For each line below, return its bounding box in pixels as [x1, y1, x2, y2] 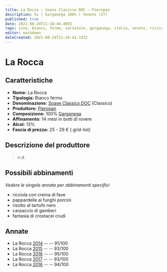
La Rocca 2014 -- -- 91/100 [12, 240, 68, 247]
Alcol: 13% [12, 121, 35, 127]
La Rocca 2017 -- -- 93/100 [12, 256, 69, 262]
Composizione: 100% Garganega [12, 111, 82, 117]
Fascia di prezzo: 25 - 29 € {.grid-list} [12, 127, 91, 133]
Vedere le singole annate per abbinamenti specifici [5, 182, 110, 188]
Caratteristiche [5, 76, 53, 85]
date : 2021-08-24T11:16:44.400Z [5, 21, 72, 26]
